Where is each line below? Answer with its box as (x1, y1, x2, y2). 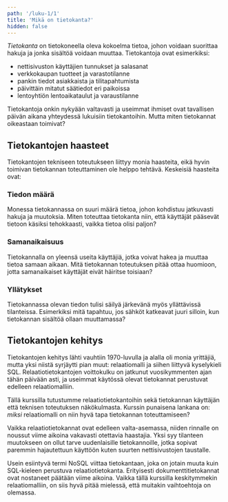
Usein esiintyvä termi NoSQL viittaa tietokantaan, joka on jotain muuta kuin (7, 459, 219, 467)
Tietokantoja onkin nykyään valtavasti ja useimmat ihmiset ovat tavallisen (7, 105, 215, 114)
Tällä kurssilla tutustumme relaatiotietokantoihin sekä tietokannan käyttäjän (7, 395, 220, 404)
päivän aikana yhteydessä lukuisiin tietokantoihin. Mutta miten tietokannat (7, 112, 216, 121)
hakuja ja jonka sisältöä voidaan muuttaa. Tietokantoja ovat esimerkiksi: (7, 49, 210, 57)
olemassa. (7, 488, 37, 496)
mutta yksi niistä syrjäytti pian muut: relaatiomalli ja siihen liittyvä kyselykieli (7, 360, 222, 368)
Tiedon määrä (7, 190, 55, 200)
